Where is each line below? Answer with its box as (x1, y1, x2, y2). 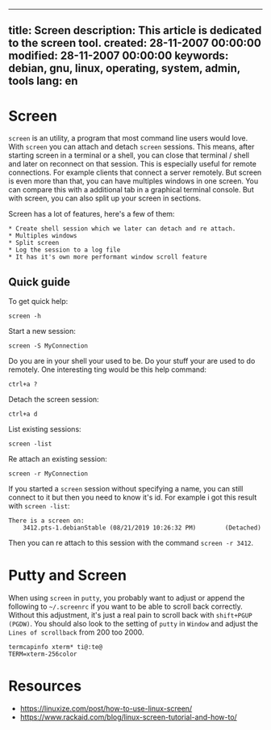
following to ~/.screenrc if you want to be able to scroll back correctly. (8, 601, 244, 611)
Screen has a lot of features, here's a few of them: (8, 209, 175, 219)
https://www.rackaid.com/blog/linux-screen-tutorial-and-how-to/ (19, 712, 238, 722)
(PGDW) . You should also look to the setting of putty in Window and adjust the (8, 619, 259, 629)
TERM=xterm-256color (8, 650, 78, 659)
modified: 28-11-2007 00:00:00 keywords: (8, 49, 229, 63)
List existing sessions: (8, 424, 82, 434)
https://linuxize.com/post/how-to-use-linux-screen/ (19, 704, 193, 714)
